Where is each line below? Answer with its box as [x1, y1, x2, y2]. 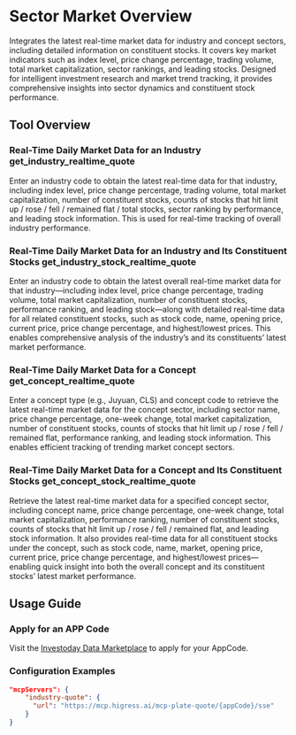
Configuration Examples [9, 665, 116, 677]
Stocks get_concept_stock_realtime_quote [9, 476, 196, 488]
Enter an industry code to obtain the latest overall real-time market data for [9, 275, 282, 286]
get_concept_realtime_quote [9, 375, 135, 387]
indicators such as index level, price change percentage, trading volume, [9, 54, 274, 65]
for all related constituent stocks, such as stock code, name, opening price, [9, 313, 284, 324]
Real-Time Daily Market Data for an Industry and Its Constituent [9, 244, 287, 257]
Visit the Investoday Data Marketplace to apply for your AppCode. [9, 643, 249, 654]
